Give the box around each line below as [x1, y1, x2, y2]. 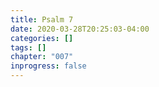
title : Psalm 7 [10, 14, 74, 25]
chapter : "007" [10, 52, 74, 62]
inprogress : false [10, 61, 87, 71]
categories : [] [10, 33, 74, 43]
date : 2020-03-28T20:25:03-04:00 [10, 24, 150, 34]
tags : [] [10, 42, 47, 53]
